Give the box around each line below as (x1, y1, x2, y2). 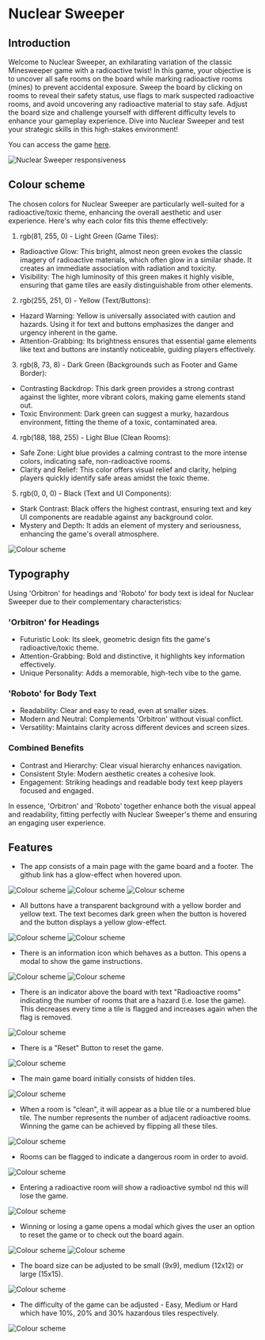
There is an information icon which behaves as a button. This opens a (19, 948, 247, 958)
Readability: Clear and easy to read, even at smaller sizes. (19, 706, 208, 716)
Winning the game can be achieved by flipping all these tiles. (19, 1122, 218, 1131)
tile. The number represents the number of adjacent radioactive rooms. (19, 1113, 252, 1122)
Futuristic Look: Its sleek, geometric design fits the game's (19, 634, 211, 643)
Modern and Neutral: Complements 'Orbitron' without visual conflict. (19, 714, 244, 724)
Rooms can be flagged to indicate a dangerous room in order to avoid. (19, 1152, 248, 1162)
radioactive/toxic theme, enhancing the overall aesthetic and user (8, 207, 221, 217)
